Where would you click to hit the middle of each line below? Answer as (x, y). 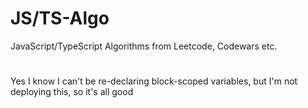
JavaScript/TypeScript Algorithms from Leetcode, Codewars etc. (144, 46)
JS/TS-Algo (60, 18)
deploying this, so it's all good (72, 92)
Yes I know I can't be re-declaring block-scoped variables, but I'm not (154, 81)
